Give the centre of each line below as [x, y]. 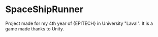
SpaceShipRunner [44, 9]
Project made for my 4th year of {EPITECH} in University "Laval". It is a [79, 23]
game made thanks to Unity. [35, 28]
